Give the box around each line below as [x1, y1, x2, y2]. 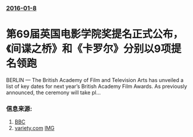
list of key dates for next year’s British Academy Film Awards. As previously [6, 83, 187, 90]
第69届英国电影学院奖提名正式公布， [6, 28, 184, 41]
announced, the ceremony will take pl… [6, 89, 101, 96]
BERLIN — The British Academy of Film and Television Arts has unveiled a [6, 76, 184, 83]
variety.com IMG [14, 125, 55, 132]
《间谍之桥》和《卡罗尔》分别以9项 [6, 42, 171, 56]
